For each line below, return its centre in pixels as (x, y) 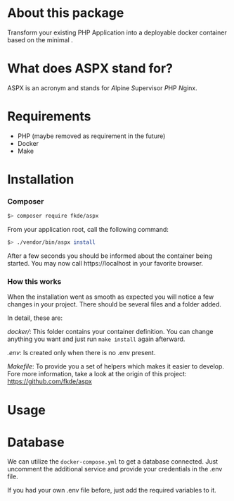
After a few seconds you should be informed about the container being (110, 256)
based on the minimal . (40, 39)
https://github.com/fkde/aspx (50, 381)
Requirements (49, 117)
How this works (34, 281)
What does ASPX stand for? (90, 69)
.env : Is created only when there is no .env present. (82, 353)
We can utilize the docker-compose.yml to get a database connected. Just (113, 462)
